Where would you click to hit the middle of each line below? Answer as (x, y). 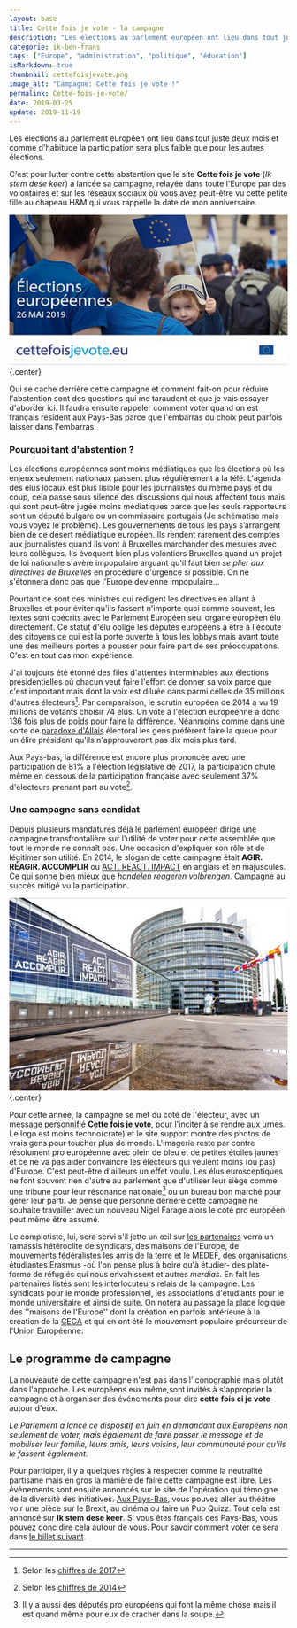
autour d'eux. (34, 1408)
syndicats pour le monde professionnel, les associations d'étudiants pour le (147, 1293)
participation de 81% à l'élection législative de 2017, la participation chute (142, 766)
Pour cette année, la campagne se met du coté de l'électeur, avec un (134, 1114)
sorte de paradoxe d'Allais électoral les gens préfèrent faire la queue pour (143, 730)
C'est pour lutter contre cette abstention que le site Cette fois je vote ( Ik (141, 174)
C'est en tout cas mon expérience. (72, 655)
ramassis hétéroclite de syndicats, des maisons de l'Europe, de (124, 1246)
